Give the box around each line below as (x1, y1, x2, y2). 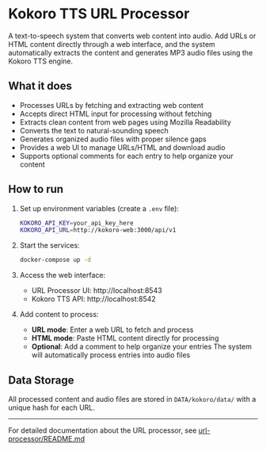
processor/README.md (8, 434, 85, 443)
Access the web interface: (19, 271, 105, 280)
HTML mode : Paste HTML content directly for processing (31, 333, 219, 343)
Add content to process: (19, 310, 99, 319)
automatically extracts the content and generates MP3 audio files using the (8, 48, 253, 57)
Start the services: (19, 241, 81, 250)
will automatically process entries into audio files (31, 350, 191, 360)
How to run (8, 183, 64, 196)
